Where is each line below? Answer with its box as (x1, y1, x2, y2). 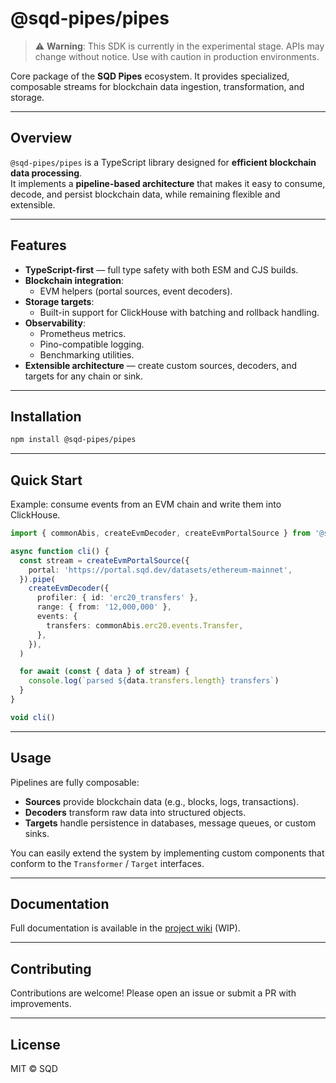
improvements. (10, 998, 72, 1010)
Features (10, 237, 67, 254)
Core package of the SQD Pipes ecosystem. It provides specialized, (10, 70, 290, 82)
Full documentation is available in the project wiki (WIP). (10, 922, 241, 934)
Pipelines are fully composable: (10, 776, 140, 788)
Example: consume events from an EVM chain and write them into (10, 498, 282, 511)
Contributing (10, 960, 92, 977)
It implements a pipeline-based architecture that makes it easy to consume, (10, 177, 326, 189)
